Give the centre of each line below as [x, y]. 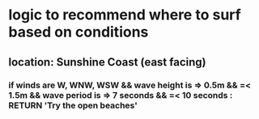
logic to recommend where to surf [125, 15]
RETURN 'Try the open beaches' [73, 105]
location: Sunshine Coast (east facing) [107, 62]
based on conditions [79, 32]
